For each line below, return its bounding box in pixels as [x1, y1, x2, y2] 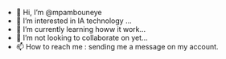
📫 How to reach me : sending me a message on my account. [15, 42, 219, 51]
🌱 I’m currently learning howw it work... [15, 25, 146, 33]
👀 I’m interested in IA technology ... [15, 16, 132, 26]
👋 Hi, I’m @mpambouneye [15, 8, 102, 17]
